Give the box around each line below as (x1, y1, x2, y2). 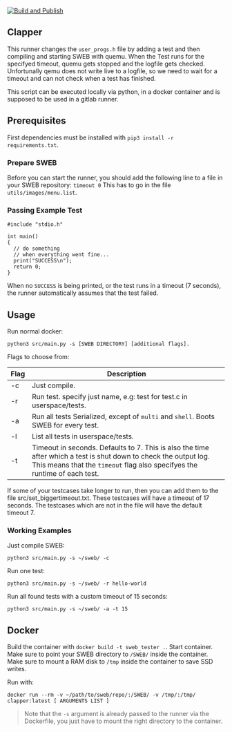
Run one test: (7, 567, 45, 575)
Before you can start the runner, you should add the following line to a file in (7, 173, 223, 182)
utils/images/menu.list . (7, 188, 77, 196)
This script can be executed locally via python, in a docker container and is (7, 87, 221, 96)
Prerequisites (7, 115, 66, 127)
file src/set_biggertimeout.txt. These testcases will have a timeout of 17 (7, 494, 210, 502)
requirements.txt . (7, 140, 59, 148)
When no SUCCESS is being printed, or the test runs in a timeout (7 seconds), (7, 282, 222, 290)
